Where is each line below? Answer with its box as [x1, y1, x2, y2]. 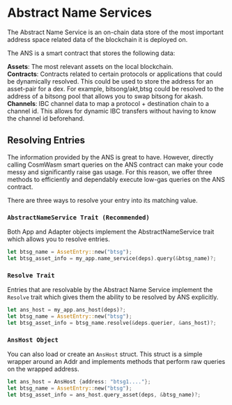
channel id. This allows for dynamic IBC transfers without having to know [7, 107, 217, 115]
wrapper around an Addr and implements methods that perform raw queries [7, 358, 226, 366]
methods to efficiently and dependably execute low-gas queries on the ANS [7, 175, 225, 183]
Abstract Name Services [7, 5, 152, 21]
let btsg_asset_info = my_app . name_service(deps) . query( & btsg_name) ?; [7, 254, 217, 262]
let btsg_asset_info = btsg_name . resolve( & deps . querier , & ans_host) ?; [7, 319, 217, 326]
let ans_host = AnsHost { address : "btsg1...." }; [7, 379, 151, 385]
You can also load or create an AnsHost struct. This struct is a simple [7, 350, 203, 358]
